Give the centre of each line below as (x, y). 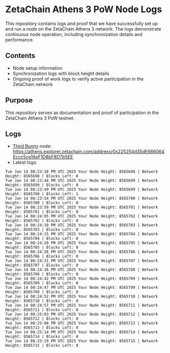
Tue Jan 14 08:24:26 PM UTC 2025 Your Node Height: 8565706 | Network (82, 252)
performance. (20, 40)
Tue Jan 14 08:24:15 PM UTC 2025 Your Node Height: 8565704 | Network (82, 234)
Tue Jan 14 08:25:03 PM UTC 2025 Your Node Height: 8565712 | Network (82, 314)
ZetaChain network (33, 84)
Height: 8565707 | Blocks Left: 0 (42, 265)
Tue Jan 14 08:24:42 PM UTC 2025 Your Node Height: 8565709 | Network (82, 279)
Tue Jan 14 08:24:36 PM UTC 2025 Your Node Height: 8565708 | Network (82, 270)
